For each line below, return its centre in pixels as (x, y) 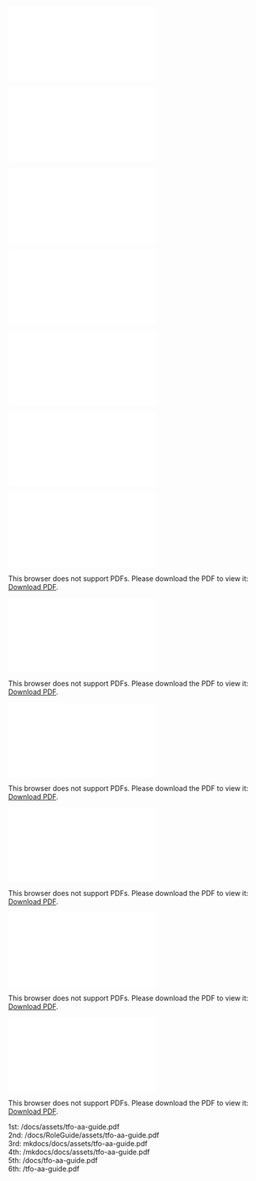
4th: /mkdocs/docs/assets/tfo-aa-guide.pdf (79, 1152)
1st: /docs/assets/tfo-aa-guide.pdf (64, 1127)
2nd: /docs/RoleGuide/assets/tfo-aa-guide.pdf (84, 1135)
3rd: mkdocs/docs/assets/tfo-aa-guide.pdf (78, 1143)
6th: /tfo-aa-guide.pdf (44, 1169)
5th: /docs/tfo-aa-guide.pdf (53, 1160)
